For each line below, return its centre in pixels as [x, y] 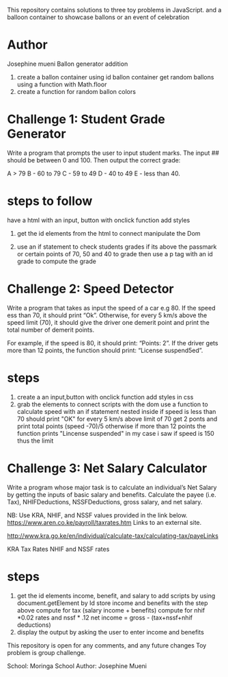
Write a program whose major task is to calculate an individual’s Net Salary [112, 487]
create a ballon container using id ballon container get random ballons [115, 77]
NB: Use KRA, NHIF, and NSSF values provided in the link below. [97, 515]
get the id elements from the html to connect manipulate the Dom [109, 233]
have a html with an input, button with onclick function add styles [99, 220]
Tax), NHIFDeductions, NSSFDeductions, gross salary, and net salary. [105, 502]
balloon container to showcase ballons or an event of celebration [98, 17]
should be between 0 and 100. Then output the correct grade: [94, 160]
